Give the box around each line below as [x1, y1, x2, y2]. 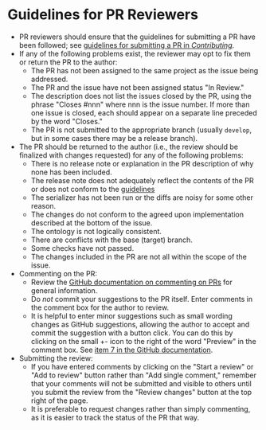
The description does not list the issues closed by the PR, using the [30, 91, 252, 100]
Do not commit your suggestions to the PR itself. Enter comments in [30, 294, 252, 303]
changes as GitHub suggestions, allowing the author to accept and [30, 319, 250, 329]
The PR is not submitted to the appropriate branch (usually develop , [30, 125, 252, 135]
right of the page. [30, 396, 88, 405]
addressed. [30, 74, 68, 84]
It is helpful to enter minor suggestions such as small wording [30, 311, 233, 320]
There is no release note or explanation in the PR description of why [30, 158, 254, 168]
